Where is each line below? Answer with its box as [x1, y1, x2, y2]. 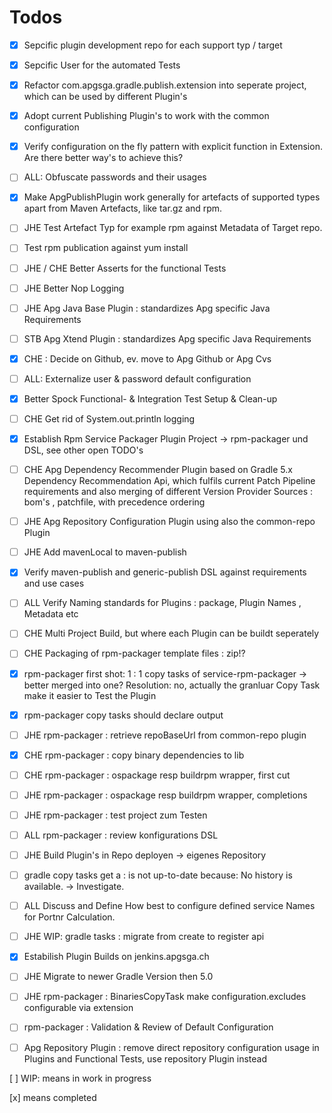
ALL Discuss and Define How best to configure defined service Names [23, 900, 316, 912]
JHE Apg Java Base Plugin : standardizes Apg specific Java [23, 302, 271, 314]
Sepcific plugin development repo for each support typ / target [23, 39, 283, 51]
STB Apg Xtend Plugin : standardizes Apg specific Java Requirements [23, 332, 312, 345]
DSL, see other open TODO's [23, 444, 144, 456]
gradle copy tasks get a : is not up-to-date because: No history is [23, 869, 293, 881]
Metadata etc [23, 608, 79, 620]
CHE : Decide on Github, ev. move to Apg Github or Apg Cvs [23, 352, 272, 365]
